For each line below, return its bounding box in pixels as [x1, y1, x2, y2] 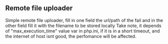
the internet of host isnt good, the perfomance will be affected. [5, 33, 137, 39]
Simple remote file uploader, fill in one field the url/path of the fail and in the [5, 17, 163, 23]
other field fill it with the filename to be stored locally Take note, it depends [5, 22, 161, 28]
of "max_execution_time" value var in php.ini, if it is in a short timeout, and [5, 27, 160, 34]
